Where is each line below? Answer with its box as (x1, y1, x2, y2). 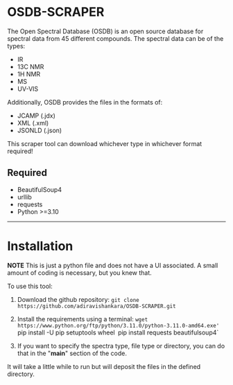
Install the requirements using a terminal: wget (17, 314, 148, 323)
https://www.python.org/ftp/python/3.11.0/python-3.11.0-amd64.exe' (17, 322, 220, 329)
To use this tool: (7, 282, 53, 290)
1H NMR (17, 70, 41, 78)
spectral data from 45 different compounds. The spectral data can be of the (7, 34, 224, 42)
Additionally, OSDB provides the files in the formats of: (7, 98, 163, 106)
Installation (7, 238, 74, 253)
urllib (17, 192, 33, 201)
